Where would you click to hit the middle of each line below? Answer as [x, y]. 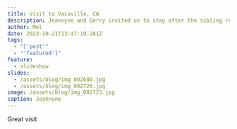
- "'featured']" [37, 54]
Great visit [22, 119]
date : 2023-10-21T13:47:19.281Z [55, 33]
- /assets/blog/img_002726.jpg [60, 86]
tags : [15, 40]
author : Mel [25, 27]
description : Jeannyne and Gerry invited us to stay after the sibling [115, 20]
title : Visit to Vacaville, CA [53, 14]
